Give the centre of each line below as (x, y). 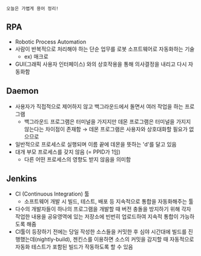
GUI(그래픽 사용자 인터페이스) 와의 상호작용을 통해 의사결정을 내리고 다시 (101, 64)
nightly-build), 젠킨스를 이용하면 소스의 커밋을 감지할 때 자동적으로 (115, 239)
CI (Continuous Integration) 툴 (52, 194)
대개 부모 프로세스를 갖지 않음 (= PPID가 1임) (68, 152)
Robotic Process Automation (51, 42)
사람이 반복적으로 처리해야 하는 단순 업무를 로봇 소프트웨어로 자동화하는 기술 (105, 49)
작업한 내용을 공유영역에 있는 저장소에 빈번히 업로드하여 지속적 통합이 (97, 217)
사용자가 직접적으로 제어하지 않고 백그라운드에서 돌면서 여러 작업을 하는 (99, 106)
